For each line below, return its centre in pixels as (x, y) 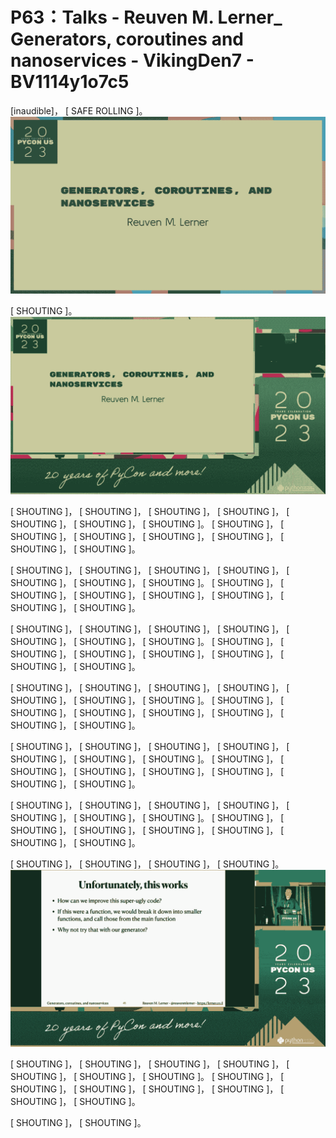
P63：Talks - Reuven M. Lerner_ (146, 17)
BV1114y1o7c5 (70, 82)
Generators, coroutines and (127, 39)
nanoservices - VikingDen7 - (132, 60)
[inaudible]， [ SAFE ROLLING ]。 (79, 110)
